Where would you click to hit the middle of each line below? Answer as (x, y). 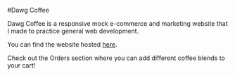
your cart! (21, 65)
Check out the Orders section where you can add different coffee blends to (116, 58)
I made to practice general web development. (73, 31)
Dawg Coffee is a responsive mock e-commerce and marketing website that (118, 23)
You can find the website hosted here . (62, 44)
